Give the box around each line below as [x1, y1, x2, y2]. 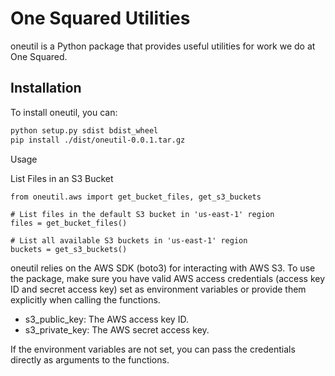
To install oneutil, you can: [10, 106, 118, 118]
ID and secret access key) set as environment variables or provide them [10, 283, 307, 295]
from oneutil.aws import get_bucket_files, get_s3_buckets [10, 192, 262, 202]
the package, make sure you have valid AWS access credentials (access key [10, 272, 326, 284]
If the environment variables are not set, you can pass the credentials [10, 343, 296, 355]
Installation [10, 80, 82, 97]
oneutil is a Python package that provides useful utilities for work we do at [10, 40, 316, 52]
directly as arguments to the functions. [10, 353, 170, 366]
